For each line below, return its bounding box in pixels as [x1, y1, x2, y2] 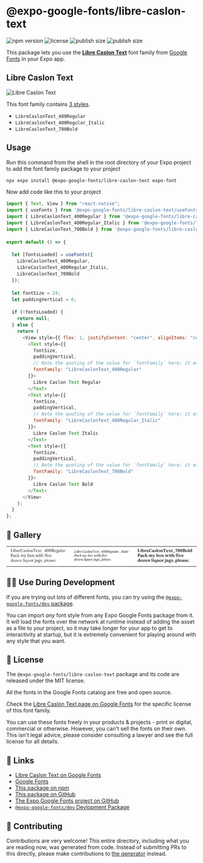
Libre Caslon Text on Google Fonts [14, 772, 101, 779]
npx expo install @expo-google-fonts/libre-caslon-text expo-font [6, 177, 177, 184]
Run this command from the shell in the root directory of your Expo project [6, 158, 192, 166]
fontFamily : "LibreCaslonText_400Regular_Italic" [33, 418, 161, 424]
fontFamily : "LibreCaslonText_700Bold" [33, 468, 134, 475]
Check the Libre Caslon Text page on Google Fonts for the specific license [6, 700, 192, 708]
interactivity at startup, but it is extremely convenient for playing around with [6, 630, 196, 638]
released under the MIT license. [6, 677, 86, 684]
